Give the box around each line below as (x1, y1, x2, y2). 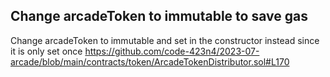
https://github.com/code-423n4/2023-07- (84, 45, 260, 57)
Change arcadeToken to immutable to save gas (10, 8, 308, 25)
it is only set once (10, 45, 83, 57)
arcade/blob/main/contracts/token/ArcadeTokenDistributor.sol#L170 (10, 55, 290, 68)
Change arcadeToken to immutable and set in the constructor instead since (10, 34, 320, 46)
